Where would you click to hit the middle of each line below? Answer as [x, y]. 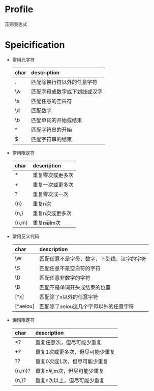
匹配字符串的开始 [51, 130]
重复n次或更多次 [52, 213]
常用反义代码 [25, 236]
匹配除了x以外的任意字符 [69, 297]
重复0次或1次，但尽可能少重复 [72, 361]
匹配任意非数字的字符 [65, 278]
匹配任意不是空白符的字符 [70, 268]
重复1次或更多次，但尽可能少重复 [75, 352]
